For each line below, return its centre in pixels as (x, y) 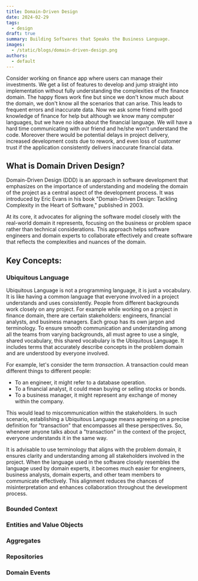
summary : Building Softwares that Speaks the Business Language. (88, 39)
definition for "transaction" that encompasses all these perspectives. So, (95, 425)
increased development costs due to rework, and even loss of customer (94, 141)
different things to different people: (49, 371)
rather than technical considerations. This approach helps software (88, 229)
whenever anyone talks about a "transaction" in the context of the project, (96, 432)
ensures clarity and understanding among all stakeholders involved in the (95, 456)
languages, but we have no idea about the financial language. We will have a (99, 122)
